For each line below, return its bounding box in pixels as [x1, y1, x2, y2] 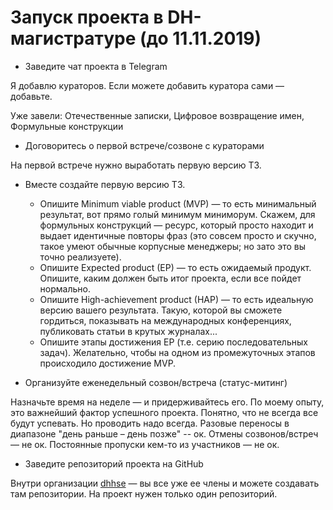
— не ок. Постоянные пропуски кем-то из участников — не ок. [10, 438, 280, 450]
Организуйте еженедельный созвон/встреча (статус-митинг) [24, 376, 288, 388]
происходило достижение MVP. [39, 357, 177, 369]
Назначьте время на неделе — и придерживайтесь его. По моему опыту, [10, 396, 325, 408]
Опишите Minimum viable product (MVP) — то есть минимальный [39, 197, 317, 210]
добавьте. [10, 90, 53, 102]
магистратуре [10, 27, 137, 50]
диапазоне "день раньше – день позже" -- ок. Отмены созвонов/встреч [10, 427, 319, 440]
